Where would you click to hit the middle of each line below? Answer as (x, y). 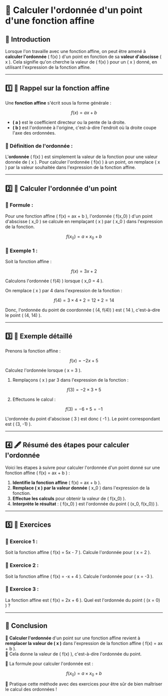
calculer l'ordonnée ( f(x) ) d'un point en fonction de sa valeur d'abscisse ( (83, 57)
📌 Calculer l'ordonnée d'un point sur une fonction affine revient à (73, 638)
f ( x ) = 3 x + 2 (84, 271)
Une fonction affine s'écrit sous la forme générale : (58, 103)
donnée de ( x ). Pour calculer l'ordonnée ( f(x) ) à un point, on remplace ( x (83, 162)
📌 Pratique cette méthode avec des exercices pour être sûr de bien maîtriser (84, 684)
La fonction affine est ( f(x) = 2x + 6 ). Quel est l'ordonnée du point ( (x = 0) (83, 600)
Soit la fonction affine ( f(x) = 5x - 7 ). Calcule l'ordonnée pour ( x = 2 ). (78, 552)
